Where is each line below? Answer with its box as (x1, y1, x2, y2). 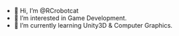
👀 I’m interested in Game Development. (13, 14, 127, 22)
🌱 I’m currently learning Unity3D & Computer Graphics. (13, 21, 173, 29)
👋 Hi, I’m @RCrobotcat (13, 7, 79, 15)
